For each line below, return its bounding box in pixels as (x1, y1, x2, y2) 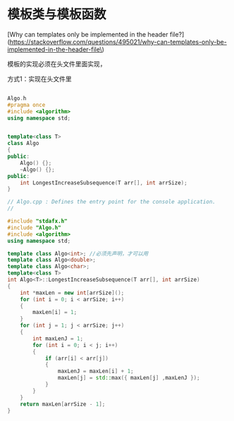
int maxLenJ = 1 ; (32, 335, 83, 342)
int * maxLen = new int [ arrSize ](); (20, 289, 125, 296)
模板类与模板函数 (7, 6, 107, 23)
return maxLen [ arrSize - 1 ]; (20, 401, 106, 408)
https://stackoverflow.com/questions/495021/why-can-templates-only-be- (9, 37, 227, 46)
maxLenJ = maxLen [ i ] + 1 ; (57, 367, 134, 375)
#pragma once (7, 101, 46, 108)
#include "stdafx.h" (7, 218, 68, 225)
